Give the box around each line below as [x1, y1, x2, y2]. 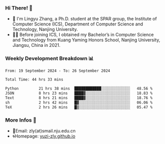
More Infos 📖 [5, 117, 36, 124]
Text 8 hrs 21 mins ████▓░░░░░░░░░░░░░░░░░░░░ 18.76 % [5, 96, 153, 101]
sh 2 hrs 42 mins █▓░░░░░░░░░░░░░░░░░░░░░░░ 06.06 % [5, 100, 153, 105]
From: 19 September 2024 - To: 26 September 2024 [5, 68, 111, 73]
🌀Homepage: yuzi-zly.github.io [12, 133, 76, 139]
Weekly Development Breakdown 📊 [5, 55, 94, 62]
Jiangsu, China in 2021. [12, 42, 61, 48]
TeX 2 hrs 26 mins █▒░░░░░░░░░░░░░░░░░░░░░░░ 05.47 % [5, 105, 153, 110]
